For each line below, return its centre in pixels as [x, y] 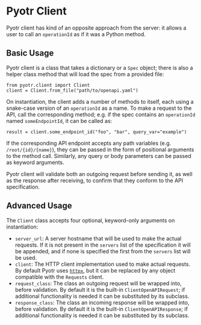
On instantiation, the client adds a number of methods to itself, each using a [100, 101]
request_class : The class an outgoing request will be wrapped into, [98, 283]
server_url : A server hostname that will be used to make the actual [98, 238]
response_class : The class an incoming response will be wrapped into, [102, 302]
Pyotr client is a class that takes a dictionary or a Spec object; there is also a [100, 68]
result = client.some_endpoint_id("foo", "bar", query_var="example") [97, 132]
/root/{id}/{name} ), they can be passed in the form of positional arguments [100, 150]
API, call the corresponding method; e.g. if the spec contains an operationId [101, 114]
